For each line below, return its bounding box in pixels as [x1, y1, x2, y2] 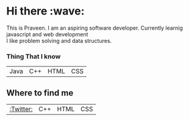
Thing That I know [6, 52, 61, 60]
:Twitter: [9, 105, 33, 113]
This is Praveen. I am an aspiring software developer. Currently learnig [6, 24, 183, 31]
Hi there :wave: [6, 4, 85, 18]
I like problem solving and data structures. [6, 37, 112, 44]
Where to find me [6, 88, 74, 98]
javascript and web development [6, 30, 88, 38]
